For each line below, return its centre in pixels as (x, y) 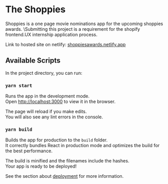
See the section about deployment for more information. (65, 176)
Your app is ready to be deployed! (41, 166)
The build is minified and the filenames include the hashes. (67, 161)
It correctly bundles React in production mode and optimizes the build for (82, 146)
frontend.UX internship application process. (51, 34)
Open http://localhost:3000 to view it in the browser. (60, 101)
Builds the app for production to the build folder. (57, 140)
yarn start (19, 85)
